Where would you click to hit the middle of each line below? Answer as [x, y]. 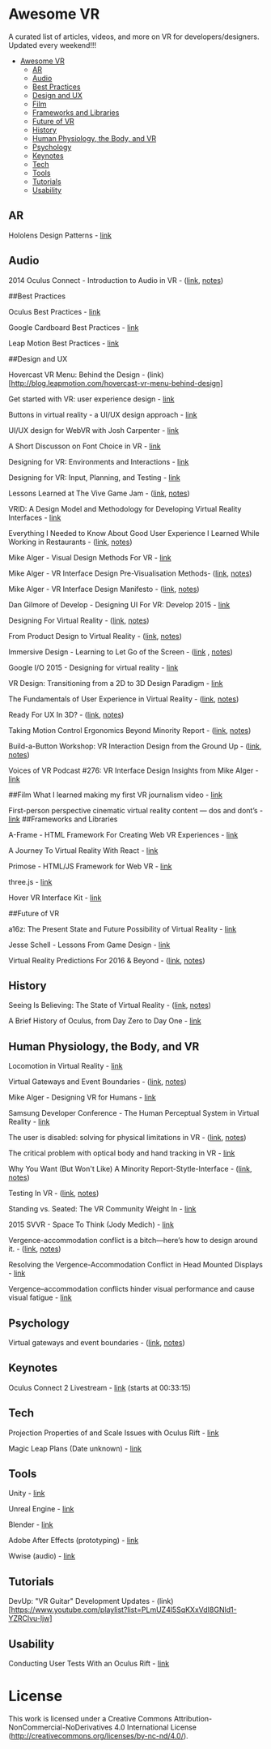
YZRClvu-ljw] [30, 1618]
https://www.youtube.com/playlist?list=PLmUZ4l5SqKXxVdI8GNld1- [124, 1610]
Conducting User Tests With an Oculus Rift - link [89, 1664]
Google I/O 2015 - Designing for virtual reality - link [93, 667]
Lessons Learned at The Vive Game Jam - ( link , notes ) [99, 493]
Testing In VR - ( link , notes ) [54, 1194]
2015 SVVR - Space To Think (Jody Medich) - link [91, 1224]
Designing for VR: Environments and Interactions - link [99, 461]
